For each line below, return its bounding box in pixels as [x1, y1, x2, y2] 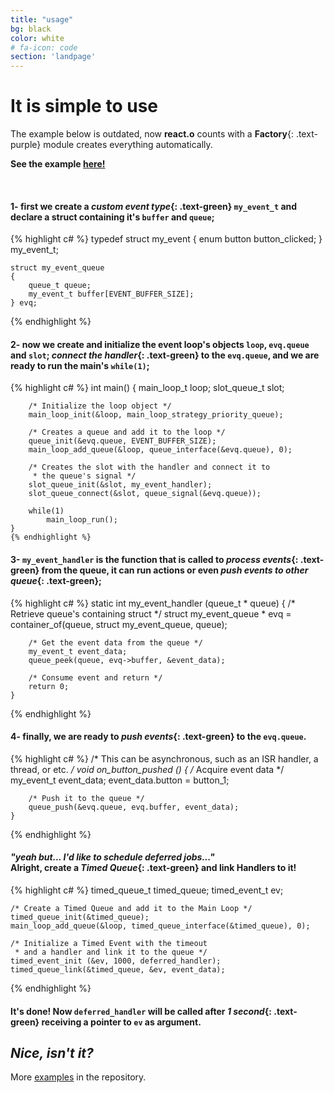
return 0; [28, 681, 70, 691]
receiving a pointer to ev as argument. [41, 1016, 202, 1028]
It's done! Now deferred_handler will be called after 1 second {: [10, 1005, 272, 1017]
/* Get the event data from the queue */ [28, 637, 203, 648]
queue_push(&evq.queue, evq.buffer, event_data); [28, 802, 240, 812]
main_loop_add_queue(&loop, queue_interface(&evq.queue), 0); [28, 445, 293, 455]
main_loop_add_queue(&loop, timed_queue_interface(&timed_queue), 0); [10, 921, 311, 931]
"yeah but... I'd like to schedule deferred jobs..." [10, 851, 215, 863]
